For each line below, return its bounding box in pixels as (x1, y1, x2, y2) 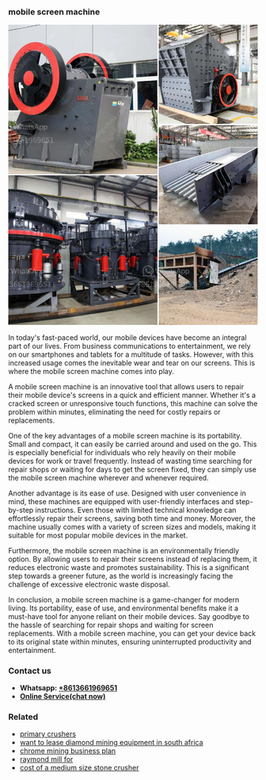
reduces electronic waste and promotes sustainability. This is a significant (8, 562, 249, 572)
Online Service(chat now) (19, 691, 106, 701)
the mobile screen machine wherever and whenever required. (8, 472, 209, 482)
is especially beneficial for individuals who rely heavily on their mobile (8, 447, 236, 457)
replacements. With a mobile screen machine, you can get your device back (8, 629, 256, 638)
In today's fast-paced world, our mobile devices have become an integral (8, 332, 247, 342)
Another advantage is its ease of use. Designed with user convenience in (8, 488, 247, 498)
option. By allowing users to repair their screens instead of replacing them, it (8, 554, 257, 564)
